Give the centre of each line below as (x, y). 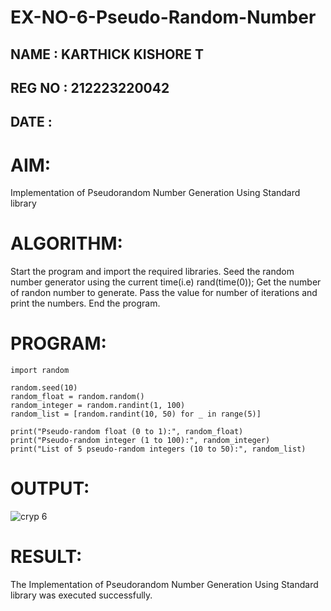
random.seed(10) (44, 388)
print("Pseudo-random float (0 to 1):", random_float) (127, 432)
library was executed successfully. (81, 595)
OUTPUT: (50, 488)
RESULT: (46, 557)
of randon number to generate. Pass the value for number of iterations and (164, 293)
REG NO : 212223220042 (90, 87)
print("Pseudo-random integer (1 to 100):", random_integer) (140, 441)
